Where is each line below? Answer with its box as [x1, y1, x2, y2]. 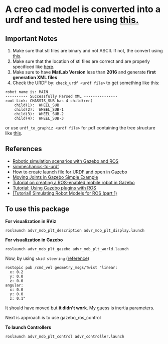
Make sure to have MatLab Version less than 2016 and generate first [12, 69, 156, 75]
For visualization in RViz [5, 218, 57, 224]
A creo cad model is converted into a [5, 4, 161, 15]
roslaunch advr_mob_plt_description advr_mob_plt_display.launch [5, 228, 144, 233]
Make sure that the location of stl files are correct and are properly [12, 58, 150, 64]
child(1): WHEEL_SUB [14, 103, 59, 108]
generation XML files [12, 75, 58, 80]
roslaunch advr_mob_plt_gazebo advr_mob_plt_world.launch [5, 246, 129, 251]
